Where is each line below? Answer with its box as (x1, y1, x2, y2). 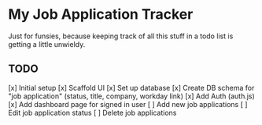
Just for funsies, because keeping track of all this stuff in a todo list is (8, 31, 234, 41)
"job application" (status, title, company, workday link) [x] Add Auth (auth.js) (8, 91, 256, 101)
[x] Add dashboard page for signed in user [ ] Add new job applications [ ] (8, 99, 248, 109)
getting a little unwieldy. (8, 39, 86, 48)
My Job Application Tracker (8, 5, 194, 23)
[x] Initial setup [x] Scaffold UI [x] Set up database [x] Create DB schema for (8, 83, 255, 92)
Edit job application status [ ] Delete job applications (8, 108, 177, 117)
